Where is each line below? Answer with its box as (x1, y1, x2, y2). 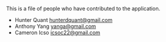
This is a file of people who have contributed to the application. (6, 5, 161, 12)
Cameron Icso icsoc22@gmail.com (14, 29, 101, 36)
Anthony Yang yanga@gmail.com (14, 23, 97, 30)
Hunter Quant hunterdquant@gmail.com (14, 17, 113, 23)
